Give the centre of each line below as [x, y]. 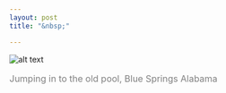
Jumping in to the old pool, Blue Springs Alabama [113, 79]
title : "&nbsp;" [39, 26]
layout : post [34, 17]
